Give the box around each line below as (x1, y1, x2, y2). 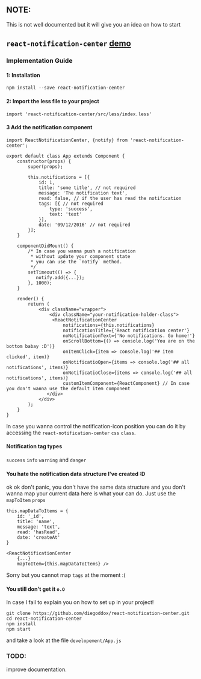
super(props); (28, 163, 63, 170)
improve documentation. (6, 666, 67, 673)
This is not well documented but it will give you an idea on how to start (6, 21, 181, 28)
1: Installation (6, 71, 40, 79)
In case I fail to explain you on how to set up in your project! (6, 599, 154, 606)
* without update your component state (30, 253, 131, 259)
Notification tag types (6, 443, 63, 450)
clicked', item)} (6, 353, 50, 360)
